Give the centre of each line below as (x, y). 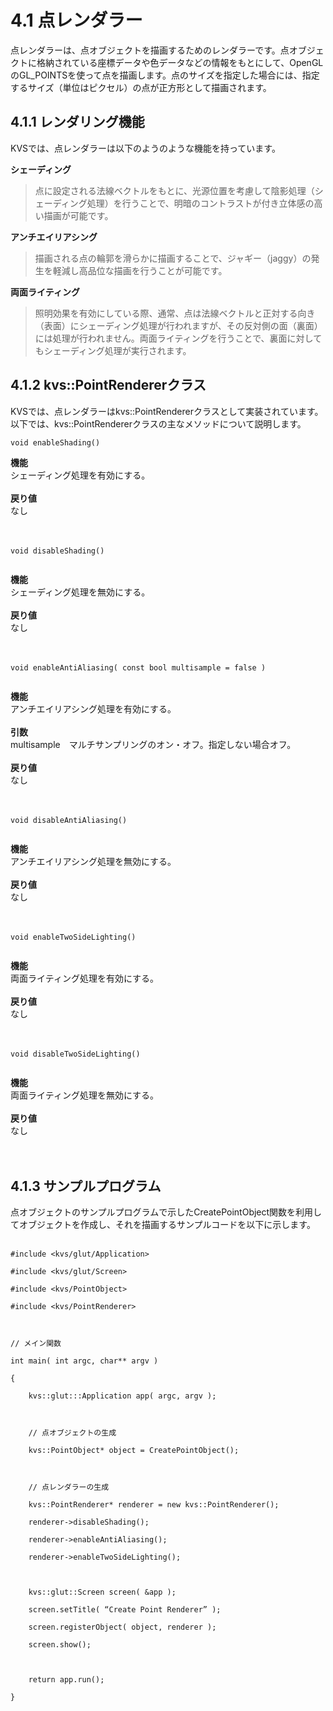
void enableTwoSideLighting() (73, 937)
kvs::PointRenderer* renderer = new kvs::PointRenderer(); (154, 1505)
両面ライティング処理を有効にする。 (85, 978)
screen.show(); (60, 1645)
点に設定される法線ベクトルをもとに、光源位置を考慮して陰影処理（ (174, 190)
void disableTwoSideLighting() (75, 1054)
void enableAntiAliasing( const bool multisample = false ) (138, 667)
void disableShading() (57, 551)
